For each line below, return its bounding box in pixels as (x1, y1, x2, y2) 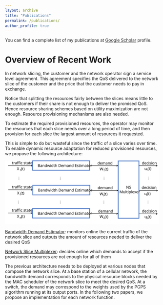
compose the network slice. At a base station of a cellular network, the (5, 268, 147, 274)
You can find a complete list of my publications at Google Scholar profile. (5, 37, 152, 43)
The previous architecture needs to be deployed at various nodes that (5, 263, 145, 269)
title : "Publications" (5, 13, 51, 18)
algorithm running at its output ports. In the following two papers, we (5, 289, 143, 295)
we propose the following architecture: (5, 151, 83, 157)
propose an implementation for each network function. (5, 294, 115, 300)
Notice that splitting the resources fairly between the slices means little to (5, 96, 153, 102)
